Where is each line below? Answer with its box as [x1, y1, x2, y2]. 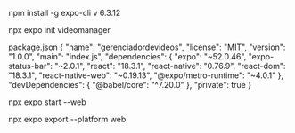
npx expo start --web [8, 97, 86, 107]
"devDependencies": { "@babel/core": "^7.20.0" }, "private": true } [8, 80, 251, 90]
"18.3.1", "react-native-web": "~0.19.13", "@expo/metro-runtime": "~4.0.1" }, [8, 70, 284, 81]
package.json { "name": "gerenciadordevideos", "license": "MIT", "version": [8, 42, 286, 52]
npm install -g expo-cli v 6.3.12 [8, 8, 121, 18]
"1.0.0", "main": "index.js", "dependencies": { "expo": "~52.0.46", [8, 51, 247, 61]
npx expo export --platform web [8, 114, 127, 124]
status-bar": [8, 61, 53, 71]
